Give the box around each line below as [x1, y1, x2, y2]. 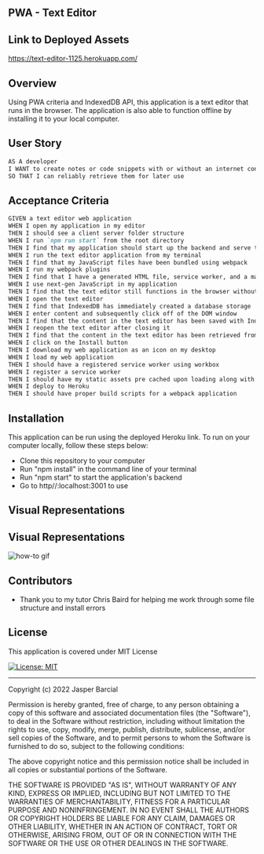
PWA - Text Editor [8, 6, 97, 20]
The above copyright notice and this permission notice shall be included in [8, 757, 249, 766]
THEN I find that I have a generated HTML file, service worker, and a [8, 273, 247, 281]
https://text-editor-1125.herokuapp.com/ [8, 54, 138, 64]
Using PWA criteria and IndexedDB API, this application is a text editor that [8, 97, 249, 107]
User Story [8, 137, 62, 150]
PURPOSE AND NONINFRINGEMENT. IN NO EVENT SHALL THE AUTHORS [8, 805, 250, 815]
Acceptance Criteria [8, 194, 109, 207]
